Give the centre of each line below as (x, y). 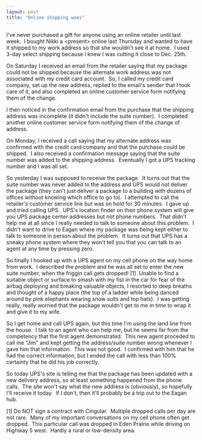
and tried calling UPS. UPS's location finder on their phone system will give (100, 210)
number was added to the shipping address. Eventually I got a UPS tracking (101, 160)
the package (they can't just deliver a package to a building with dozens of (99, 190)
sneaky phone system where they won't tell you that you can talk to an (94, 242)
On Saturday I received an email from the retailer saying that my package (97, 66)
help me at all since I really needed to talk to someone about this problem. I (100, 223)
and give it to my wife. (34, 311)
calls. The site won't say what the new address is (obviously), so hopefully (99, 386)
